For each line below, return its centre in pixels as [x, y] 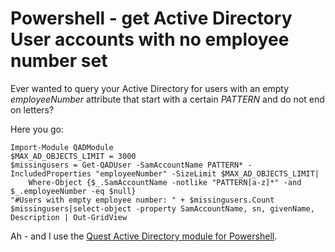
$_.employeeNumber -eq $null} [73, 191]
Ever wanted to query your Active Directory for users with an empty [150, 88]
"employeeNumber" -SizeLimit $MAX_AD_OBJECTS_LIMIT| [207, 173]
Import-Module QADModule [62, 147]
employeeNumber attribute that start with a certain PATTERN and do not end [167, 99]
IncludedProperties [51, 173]
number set [59, 61]
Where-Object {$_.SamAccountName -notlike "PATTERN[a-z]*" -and [165, 182]
